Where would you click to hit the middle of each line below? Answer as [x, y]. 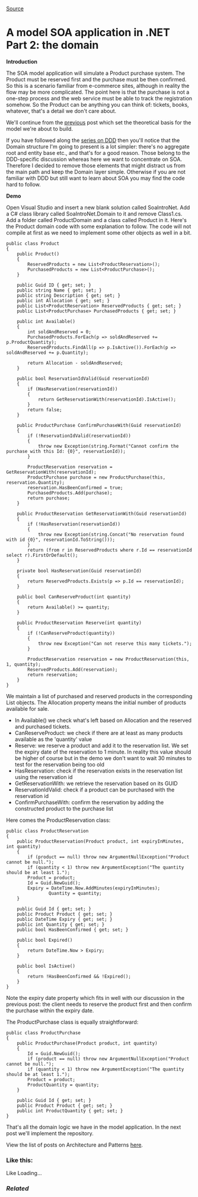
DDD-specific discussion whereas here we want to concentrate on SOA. [94, 159]
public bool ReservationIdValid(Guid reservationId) [83, 379]
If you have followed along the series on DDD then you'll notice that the [93, 140]
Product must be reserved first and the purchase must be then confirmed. [96, 79]
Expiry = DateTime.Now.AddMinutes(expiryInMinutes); [94, 888]
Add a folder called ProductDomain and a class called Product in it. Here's [96, 220]
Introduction [22, 61]
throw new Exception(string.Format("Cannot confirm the [108, 446]
